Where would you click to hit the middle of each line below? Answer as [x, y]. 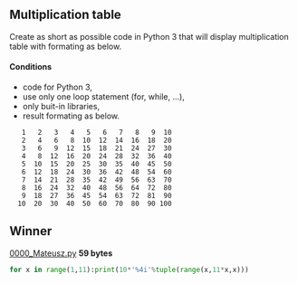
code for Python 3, [58, 87]
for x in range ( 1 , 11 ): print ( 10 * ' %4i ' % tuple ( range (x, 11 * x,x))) [129, 269]
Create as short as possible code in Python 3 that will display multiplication [149, 36]
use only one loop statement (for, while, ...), [104, 97]
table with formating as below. [66, 46]
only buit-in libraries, [61, 107]
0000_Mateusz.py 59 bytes [61, 253]
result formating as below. [71, 116]
